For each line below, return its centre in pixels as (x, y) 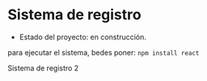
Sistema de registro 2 (43, 68)
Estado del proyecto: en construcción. (83, 37)
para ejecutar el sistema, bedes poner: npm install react (103, 52)
